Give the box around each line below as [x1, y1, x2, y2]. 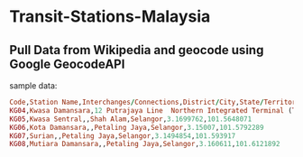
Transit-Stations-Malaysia [9, 6, 211, 27]
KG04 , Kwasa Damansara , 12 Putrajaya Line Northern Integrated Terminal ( [9, 106, 293, 115]
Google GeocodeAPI [9, 56, 125, 71]
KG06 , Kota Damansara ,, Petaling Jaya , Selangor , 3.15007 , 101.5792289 [9, 123, 264, 132]
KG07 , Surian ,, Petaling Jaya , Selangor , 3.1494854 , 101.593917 [9, 131, 236, 141]
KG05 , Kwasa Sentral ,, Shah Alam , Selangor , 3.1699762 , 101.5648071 [9, 115, 252, 124]
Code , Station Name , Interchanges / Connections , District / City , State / [9, 97, 264, 106]
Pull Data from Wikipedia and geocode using [9, 42, 264, 58]
